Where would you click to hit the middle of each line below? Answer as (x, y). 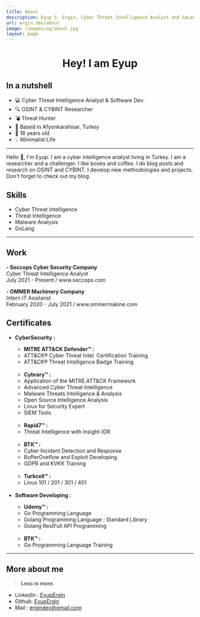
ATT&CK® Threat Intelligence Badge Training (79, 362)
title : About (22, 12)
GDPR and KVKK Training (55, 463)
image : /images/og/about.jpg (42, 28)
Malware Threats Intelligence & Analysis (73, 393)
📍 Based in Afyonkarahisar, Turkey (57, 127)
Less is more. (37, 584)
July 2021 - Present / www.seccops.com (56, 280)
